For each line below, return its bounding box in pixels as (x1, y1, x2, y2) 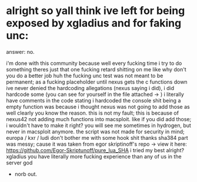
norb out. (14, 170, 37, 177)
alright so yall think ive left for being (6, 4, 185, 18)
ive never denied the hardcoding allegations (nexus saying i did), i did (6, 84, 175, 91)
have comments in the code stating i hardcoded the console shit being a (6, 97, 181, 104)
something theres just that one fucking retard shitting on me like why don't (6, 66, 186, 73)
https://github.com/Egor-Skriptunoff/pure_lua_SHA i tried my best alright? (6, 146, 184, 153)
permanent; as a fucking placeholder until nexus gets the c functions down (6, 78, 188, 85)
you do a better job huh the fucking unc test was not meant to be (6, 72, 163, 79)
